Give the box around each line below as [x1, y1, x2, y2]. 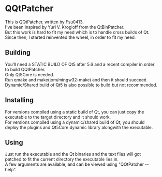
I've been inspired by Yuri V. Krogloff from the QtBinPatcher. [5, 24, 125, 30]
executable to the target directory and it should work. [5, 114, 111, 120]
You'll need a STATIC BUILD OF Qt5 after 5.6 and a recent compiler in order [5, 61, 155, 67]
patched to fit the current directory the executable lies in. [5, 156, 118, 162]
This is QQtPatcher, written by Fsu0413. [5, 19, 84, 25]
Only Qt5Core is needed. [5, 71, 55, 78]
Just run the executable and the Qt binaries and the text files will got [5, 151, 141, 157]
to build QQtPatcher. [5, 66, 46, 72]
